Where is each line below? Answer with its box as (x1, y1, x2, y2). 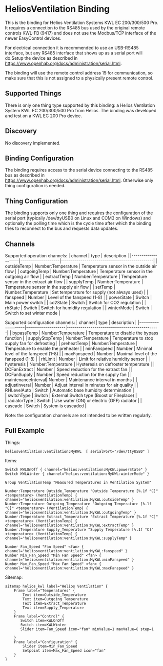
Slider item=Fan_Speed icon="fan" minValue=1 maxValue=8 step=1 (20, 626, 154, 632)
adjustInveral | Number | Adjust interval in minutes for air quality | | (5, 382, 139, 388)
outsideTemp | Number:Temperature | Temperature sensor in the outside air (5, 263, 157, 269)
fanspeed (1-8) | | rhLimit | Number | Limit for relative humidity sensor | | (5, 356, 150, 362)
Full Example (5, 426, 45, 435)
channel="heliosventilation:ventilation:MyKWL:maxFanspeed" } (5, 566, 134, 570)
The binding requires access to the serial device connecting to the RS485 (5, 167, 153, 173)
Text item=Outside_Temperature (22, 592, 86, 597)
